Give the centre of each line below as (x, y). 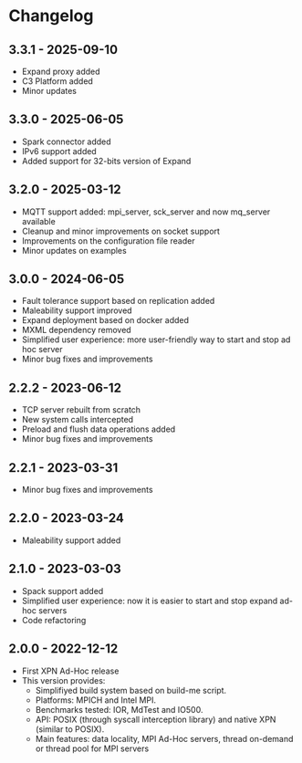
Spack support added (62, 591)
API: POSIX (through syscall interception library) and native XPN (156, 719)
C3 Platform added (57, 81)
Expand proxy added (61, 71)
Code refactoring (54, 620)
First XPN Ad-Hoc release (70, 671)
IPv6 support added (59, 151)
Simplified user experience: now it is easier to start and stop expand (150, 601)
